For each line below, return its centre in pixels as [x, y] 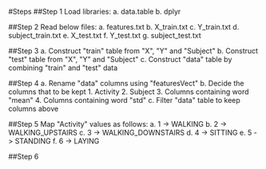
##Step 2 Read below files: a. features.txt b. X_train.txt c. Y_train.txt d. [124, 27]
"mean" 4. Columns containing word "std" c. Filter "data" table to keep [125, 100]
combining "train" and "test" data [63, 68]
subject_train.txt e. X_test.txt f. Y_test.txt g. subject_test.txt [105, 35]
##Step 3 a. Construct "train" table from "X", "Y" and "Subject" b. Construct [133, 51]
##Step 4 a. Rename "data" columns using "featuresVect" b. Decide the [126, 83]
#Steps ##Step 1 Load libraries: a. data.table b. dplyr [95, 12]
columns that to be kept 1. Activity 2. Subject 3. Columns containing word [129, 92]
